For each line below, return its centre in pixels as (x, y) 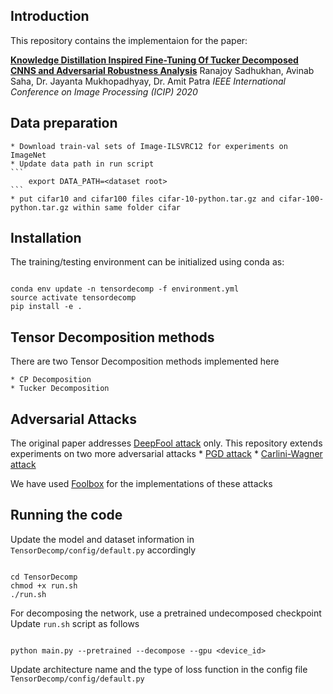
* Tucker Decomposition (60, 389)
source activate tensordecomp (73, 298)
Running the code (66, 515)
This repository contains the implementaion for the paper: (129, 40)
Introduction (50, 16)
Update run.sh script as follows (75, 623)
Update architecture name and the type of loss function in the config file (159, 669)
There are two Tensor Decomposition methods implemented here (145, 361)
